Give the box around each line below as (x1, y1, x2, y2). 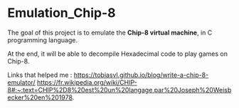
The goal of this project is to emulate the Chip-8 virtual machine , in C (7, 28, 213, 37)
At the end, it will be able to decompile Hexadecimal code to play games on (7, 49, 228, 58)
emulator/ (7, 78, 36, 86)
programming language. (7, 35, 78, 44)
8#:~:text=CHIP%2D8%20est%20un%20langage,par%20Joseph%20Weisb (7, 85, 232, 94)
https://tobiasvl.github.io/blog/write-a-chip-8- (73, 71, 209, 79)
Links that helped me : (7, 71, 73, 79)
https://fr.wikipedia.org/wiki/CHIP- (36, 78, 137, 86)
